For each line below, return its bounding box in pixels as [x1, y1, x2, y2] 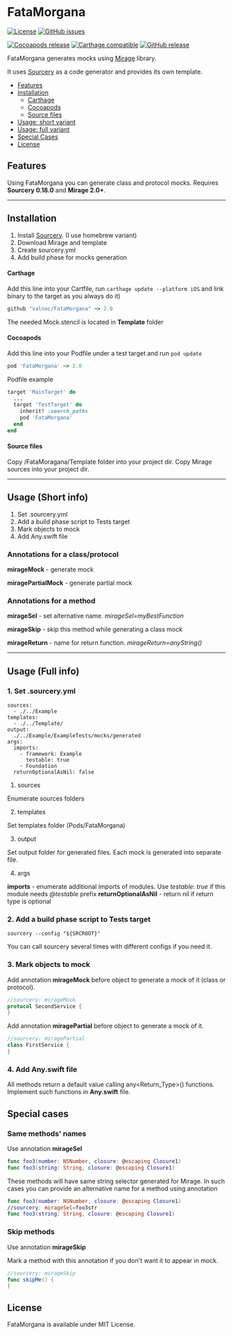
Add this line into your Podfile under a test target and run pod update [7, 349, 202, 358]
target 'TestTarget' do [13, 401, 82, 408]
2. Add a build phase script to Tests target [7, 914, 151, 924]
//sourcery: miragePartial [7, 1035, 85, 1042]
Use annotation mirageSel [7, 1144, 83, 1152]
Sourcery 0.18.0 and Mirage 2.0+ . [7, 185, 106, 194]
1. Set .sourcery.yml [7, 686, 76, 696]
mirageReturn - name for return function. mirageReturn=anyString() [7, 639, 202, 647]
